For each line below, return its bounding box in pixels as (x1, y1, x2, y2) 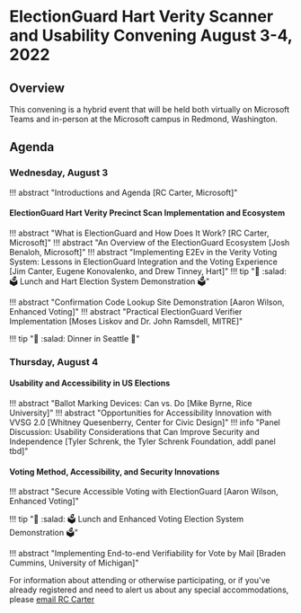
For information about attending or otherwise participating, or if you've (9, 575, 270, 586)
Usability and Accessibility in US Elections (9, 378, 171, 388)
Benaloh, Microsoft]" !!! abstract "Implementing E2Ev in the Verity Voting (9, 246, 278, 257)
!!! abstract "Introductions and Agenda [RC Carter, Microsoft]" (9, 187, 238, 198)
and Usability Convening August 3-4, (9, 25, 293, 46)
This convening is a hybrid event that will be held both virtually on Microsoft (9, 104, 290, 114)
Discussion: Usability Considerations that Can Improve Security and (9, 427, 261, 438)
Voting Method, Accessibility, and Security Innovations (9, 466, 220, 477)
